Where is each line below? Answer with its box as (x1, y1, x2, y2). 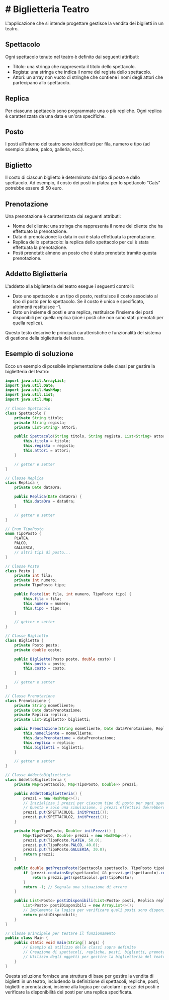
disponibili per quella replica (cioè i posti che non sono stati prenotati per (12, 314, 164, 320)
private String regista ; (14, 420, 66, 425)
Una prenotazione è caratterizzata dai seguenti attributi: (5, 213, 121, 219)
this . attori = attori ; (23, 448, 71, 453)
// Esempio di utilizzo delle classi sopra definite (23, 945, 136, 950)
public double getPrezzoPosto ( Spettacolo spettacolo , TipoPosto (14, 866, 152, 871)
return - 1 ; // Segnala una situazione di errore (23, 884, 127, 889)
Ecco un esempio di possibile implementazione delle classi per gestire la (5, 363, 155, 369)
